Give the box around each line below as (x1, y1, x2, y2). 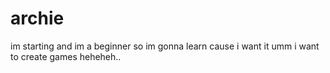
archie (10, 7, 65, 30)
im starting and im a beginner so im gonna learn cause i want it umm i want (10, 40, 320, 52)
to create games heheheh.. (10, 50, 122, 62)
